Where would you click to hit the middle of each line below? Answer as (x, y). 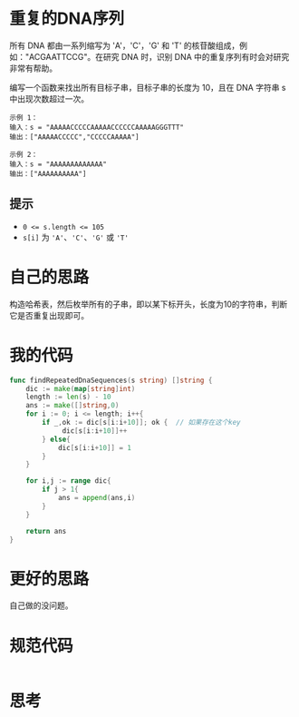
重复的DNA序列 (67, 19)
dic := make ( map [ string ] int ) (81, 388)
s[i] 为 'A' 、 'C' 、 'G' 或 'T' (76, 237)
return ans (46, 531)
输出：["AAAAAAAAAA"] (48, 173)
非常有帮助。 (33, 68)
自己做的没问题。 (41, 605)
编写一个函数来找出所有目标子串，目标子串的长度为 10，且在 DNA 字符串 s (148, 87)
